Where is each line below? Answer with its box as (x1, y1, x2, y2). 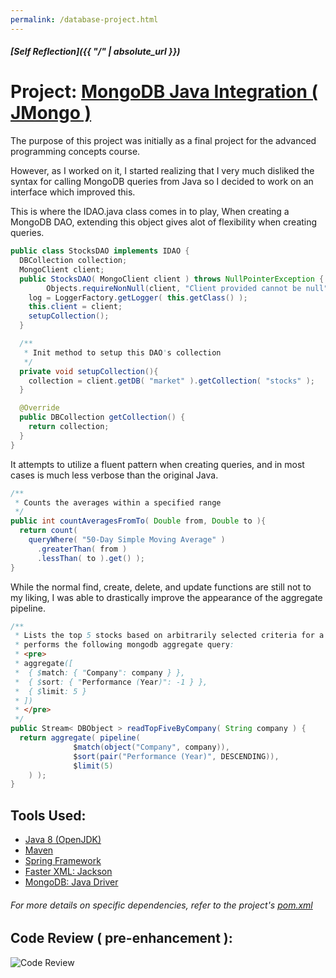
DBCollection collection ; (19, 256, 128, 266)
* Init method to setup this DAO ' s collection (23, 347, 222, 358)
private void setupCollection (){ (19, 366, 159, 376)
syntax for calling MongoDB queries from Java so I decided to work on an (10, 176, 314, 188)
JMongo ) (10, 102, 92, 125)
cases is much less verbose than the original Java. (10, 469, 219, 481)
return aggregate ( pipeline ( (19, 733, 141, 743)
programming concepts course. (10, 146, 141, 158)
